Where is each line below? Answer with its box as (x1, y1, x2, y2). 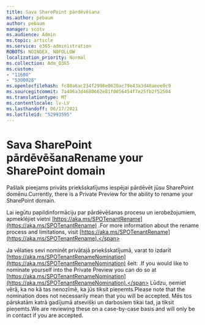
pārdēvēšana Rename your (6, 151, 143, 165)
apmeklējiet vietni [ (6, 215, 54, 223)
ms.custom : (6, 65, 34, 72)
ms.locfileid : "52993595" (6, 111, 72, 118)
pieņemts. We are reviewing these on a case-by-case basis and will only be (6, 305, 195, 313)
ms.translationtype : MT (6, 94, 67, 100)
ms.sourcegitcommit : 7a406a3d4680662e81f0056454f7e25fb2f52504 (6, 89, 171, 95)
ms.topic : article (6, 37, 53, 43)
